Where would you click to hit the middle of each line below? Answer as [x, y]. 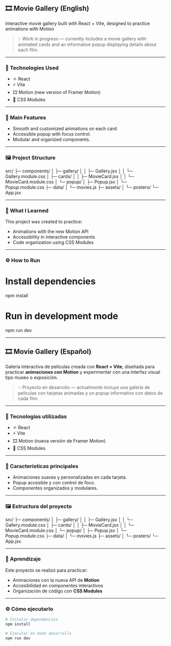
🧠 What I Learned [27, 211]
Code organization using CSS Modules [53, 242]
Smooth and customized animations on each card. [65, 128]
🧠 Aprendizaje [23, 559]
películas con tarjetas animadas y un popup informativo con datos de [90, 393]
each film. [28, 49]
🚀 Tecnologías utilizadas [36, 416]
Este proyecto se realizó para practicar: [47, 570]
